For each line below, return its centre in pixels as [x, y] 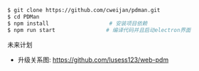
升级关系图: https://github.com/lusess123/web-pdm [93, 60]
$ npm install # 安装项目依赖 [77, 23]
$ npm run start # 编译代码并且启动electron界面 [99, 30]
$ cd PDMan [23, 17]
